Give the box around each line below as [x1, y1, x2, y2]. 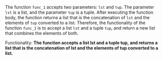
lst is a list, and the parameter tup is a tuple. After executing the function [5, 9, 154, 15]
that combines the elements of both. [5, 30, 79, 36]
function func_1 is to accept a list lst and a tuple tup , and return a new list [5, 25, 156, 31]
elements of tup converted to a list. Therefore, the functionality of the [5, 20, 146, 26]
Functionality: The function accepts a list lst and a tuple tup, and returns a [5, 40, 158, 46]
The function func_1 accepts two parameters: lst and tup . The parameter [5, 4, 154, 10]
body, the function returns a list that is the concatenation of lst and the [5, 15, 150, 20]
